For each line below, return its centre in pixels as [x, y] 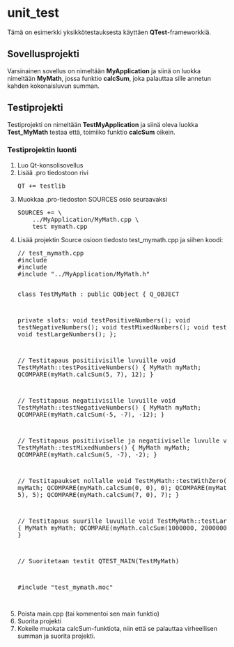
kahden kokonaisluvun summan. [53, 86]
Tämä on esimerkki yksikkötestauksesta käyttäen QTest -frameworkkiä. [109, 32]
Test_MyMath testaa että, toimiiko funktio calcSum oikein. [91, 132]
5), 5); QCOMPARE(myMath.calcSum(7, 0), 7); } [98, 494]
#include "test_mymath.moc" [65, 587]
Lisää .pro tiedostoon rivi [53, 172]
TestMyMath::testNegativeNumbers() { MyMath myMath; [109, 407]
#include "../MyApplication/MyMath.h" [84, 274]
